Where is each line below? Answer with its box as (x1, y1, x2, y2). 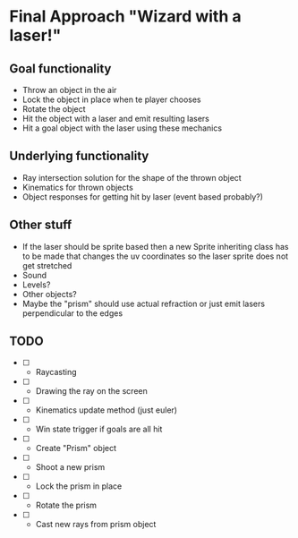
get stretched (21, 260, 72, 270)
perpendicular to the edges (21, 307, 123, 319)
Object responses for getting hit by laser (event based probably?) (21, 191, 264, 202)
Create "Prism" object (35, 443, 117, 454)
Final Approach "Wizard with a (9, 6, 242, 27)
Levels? (21, 279, 51, 290)
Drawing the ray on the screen (35, 386, 148, 397)
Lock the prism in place (35, 481, 123, 491)
